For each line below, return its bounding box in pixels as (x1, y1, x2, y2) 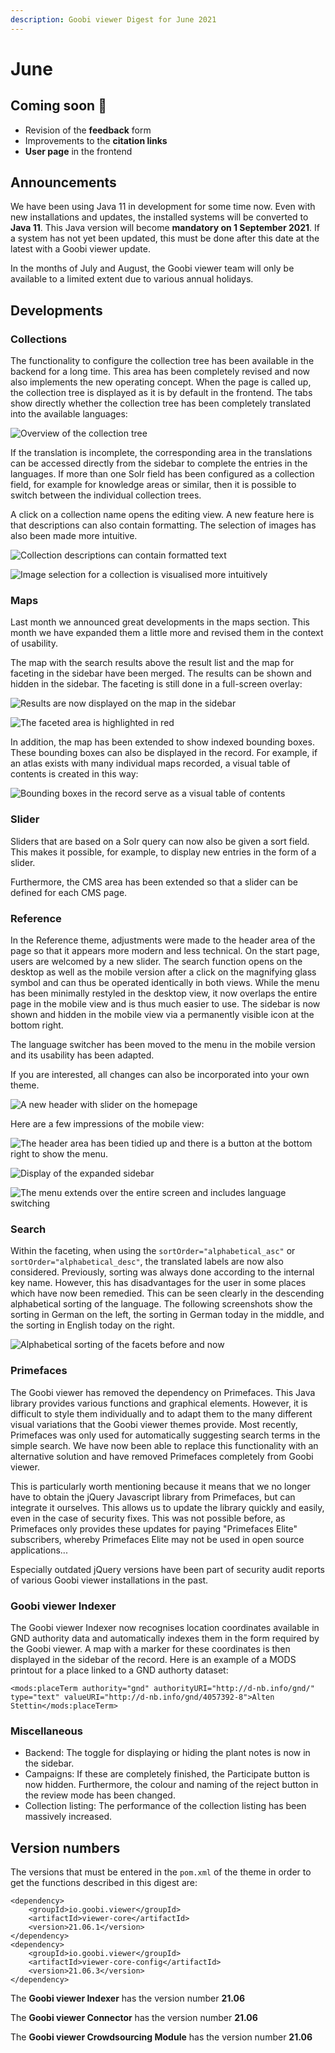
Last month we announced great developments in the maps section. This (10, 616, 310, 628)
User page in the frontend (24, 145, 133, 157)
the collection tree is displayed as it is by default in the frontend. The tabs (10, 387, 313, 399)
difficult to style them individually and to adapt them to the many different (10, 1407, 313, 1420)
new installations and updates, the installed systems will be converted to (10, 211, 309, 223)
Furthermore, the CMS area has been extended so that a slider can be (10, 876, 298, 888)
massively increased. (24, 1811, 113, 1823)
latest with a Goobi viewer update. (10, 243, 152, 255)
